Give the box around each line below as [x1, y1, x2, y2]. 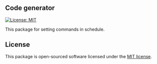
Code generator [5, 4, 55, 12]
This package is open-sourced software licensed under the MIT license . [5, 53, 152, 59]
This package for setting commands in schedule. [5, 26, 105, 32]
